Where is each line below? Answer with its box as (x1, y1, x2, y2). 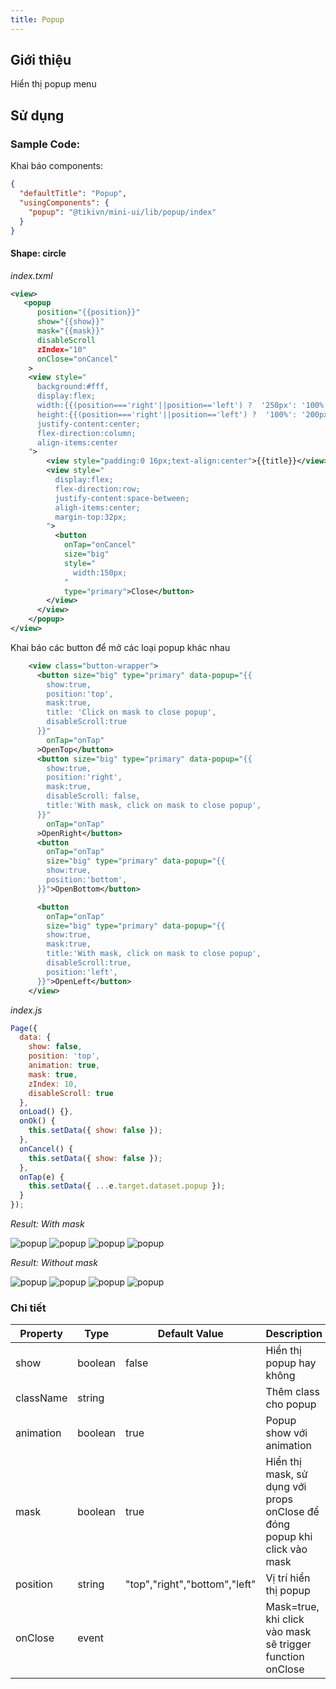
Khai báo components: (10, 160, 103, 172)
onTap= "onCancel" (63, 540, 137, 550)
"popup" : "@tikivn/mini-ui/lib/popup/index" (28, 207, 217, 217)
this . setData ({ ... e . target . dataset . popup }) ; (28, 1181, 226, 1191)
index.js (10, 1004, 43, 1016)
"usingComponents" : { (19, 197, 110, 208)
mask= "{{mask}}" (36, 326, 105, 336)
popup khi (265, 1530, 313, 1544)
